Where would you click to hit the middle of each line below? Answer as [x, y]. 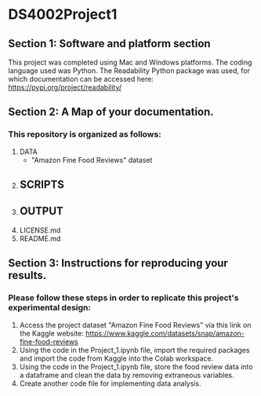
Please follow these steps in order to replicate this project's [123, 298]
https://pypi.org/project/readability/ [65, 87]
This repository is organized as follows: [85, 134]
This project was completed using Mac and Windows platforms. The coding [130, 62]
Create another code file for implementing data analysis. [110, 383]
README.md [40, 238]
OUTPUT [42, 211]
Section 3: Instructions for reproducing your [118, 264]
